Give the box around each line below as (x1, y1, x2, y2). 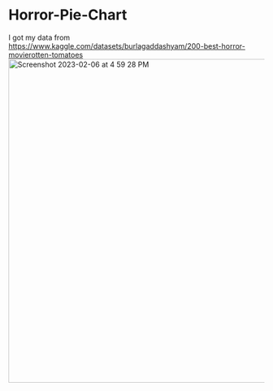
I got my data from (8, 33, 71, 42)
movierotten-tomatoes (8, 50, 84, 59)
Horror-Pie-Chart (8, 6, 128, 24)
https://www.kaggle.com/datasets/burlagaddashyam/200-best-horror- (8, 41, 246, 50)
